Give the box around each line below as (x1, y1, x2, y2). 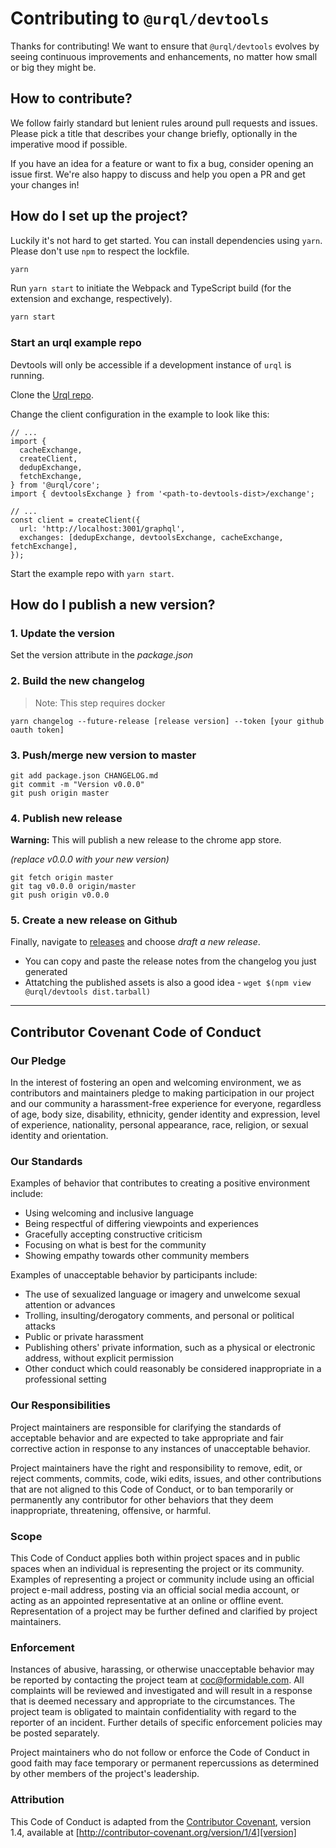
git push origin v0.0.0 (10, 890, 110, 901)
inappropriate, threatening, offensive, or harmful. (10, 1504, 212, 1516)
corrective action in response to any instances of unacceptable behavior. (10, 1442, 311, 1454)
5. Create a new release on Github (10, 913, 178, 927)
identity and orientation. (10, 1130, 109, 1142)
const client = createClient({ (10, 515, 141, 525)
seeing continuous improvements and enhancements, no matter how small (10, 50, 318, 62)
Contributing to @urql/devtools (10, 7, 270, 30)
